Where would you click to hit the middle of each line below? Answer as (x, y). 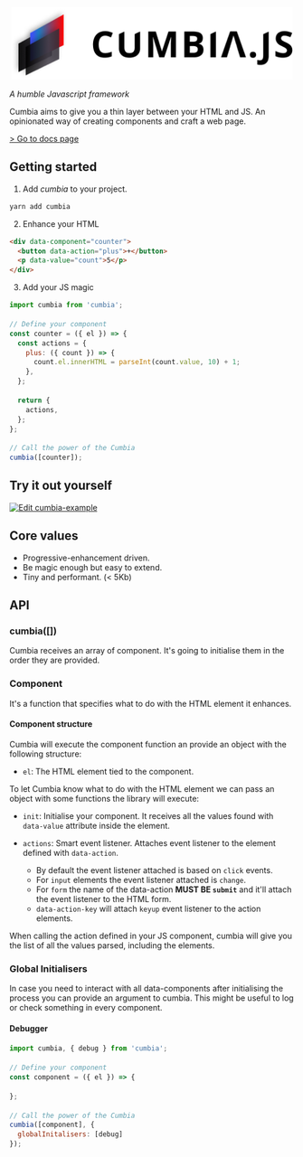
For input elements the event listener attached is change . (141, 880)
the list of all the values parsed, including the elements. (112, 945)
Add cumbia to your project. (75, 189)
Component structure (51, 724)
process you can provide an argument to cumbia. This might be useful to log (151, 998)
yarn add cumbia (40, 206)
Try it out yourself (61, 486)
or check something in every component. (86, 1008)
